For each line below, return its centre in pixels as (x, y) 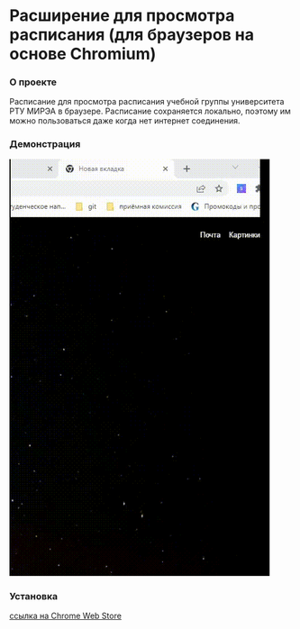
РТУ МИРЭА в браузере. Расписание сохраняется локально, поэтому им (150, 111)
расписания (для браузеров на (132, 35)
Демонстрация (45, 144)
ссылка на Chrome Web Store (65, 616)
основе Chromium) (83, 54)
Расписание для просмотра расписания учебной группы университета (147, 102)
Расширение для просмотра (122, 16)
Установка (34, 596)
